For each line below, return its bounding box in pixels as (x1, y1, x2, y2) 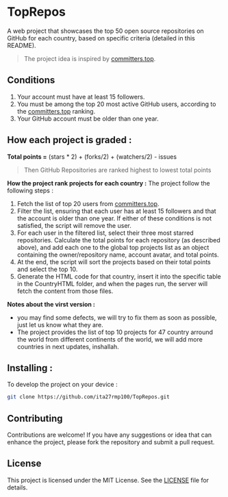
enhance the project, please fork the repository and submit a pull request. (7, 438, 215, 446)
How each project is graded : (7, 134, 132, 146)
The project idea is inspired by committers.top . (23, 54, 156, 62)
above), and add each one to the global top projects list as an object (16, 243, 210, 251)
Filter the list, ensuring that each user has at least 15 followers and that (16, 207, 217, 215)
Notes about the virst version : (7, 300, 96, 308)
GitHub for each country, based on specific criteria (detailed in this (7, 34, 195, 42)
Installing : (7, 362, 53, 374)
